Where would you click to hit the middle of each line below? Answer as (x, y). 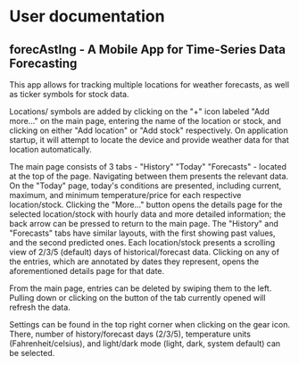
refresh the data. (40, 307)
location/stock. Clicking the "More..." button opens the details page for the (146, 204)
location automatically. (50, 149)
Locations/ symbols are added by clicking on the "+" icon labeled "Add (140, 112)
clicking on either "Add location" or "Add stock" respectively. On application (149, 130)
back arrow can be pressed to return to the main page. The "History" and (144, 224)
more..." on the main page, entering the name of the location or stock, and (145, 121)
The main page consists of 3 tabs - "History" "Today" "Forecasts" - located (148, 166)
